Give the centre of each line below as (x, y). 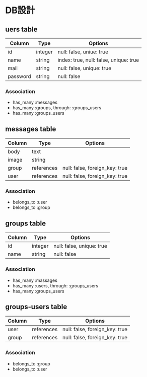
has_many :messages (35, 102)
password (19, 76)
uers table (21, 29)
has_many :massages (35, 280)
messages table (31, 129)
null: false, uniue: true (83, 52)
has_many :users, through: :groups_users (55, 285)
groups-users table (36, 307)
